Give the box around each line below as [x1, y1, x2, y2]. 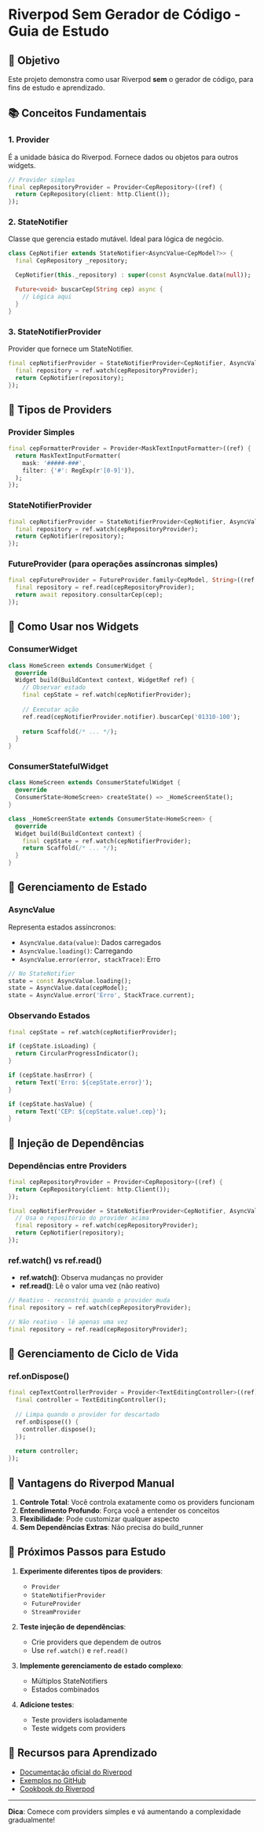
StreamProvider [31, 1608, 81, 1616]
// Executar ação [22, 706, 79, 713]
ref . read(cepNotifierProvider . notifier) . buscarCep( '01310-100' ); [22, 713, 241, 721]
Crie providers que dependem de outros [31, 1637, 162, 1647]
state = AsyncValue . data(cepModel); [8, 984, 128, 992]
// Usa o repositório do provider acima [15, 1214, 149, 1223]
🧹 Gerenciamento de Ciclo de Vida [8, 1347, 179, 1361]
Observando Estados [8, 1011, 90, 1022]
